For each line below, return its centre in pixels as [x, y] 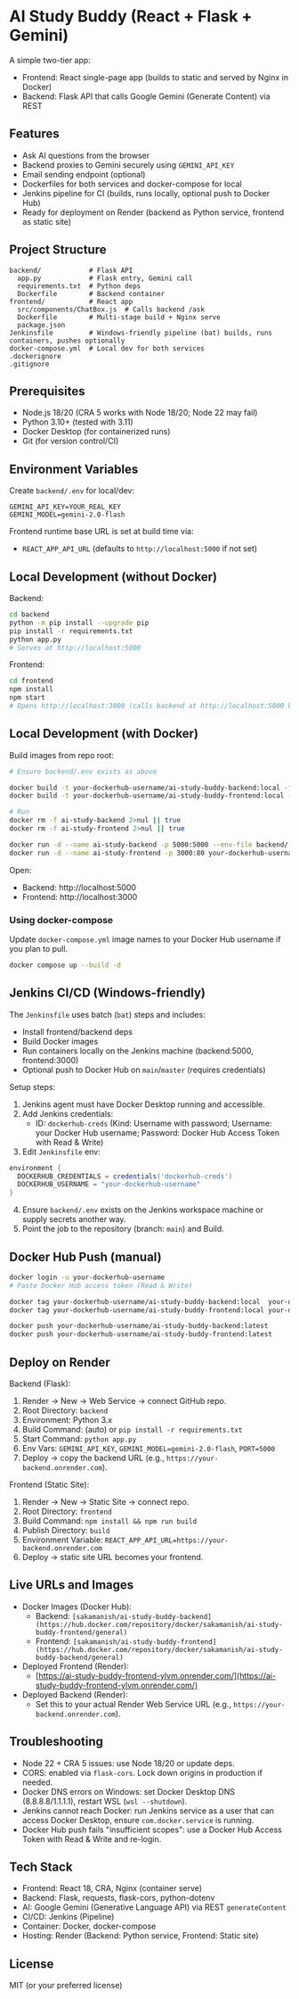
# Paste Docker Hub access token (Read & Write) [101, 1285]
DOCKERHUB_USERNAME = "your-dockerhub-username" [109, 1185]
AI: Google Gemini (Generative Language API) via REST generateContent [154, 1907]
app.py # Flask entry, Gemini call [105, 278]
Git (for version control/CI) [70, 441]
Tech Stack [41, 1867]
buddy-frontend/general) [81, 1632]
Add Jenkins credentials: [68, 1113]
